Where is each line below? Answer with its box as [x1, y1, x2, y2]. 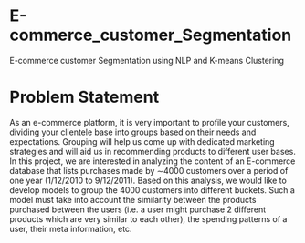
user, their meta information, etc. [9, 223, 132, 234]
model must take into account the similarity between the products [9, 194, 257, 205]
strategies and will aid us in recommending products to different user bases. [9, 146, 297, 157]
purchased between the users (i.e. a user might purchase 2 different [9, 204, 267, 215]
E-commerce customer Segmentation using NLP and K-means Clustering [9, 55, 285, 66]
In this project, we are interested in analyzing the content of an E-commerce [9, 156, 296, 167]
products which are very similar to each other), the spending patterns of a [9, 213, 288, 224]
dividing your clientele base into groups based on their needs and [9, 127, 257, 137]
